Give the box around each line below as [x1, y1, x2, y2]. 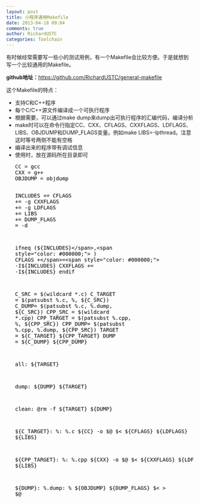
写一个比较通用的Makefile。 [6, 61, 74, 68]
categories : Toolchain [6, 36, 62, 42]
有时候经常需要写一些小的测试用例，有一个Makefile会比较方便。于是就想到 [6, 54, 189, 60]
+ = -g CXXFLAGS [14, 198, 60, 205]
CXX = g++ [14, 169, 43, 176]
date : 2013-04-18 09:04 [6, 20, 65, 26]
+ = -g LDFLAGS [14, 204, 57, 211]
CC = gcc [14, 163, 40, 170]
